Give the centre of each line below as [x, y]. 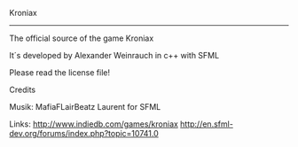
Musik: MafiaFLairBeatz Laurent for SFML [85, 107]
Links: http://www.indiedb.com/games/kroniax [94, 124]
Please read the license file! [60, 73]
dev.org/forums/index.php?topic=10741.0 [84, 133]
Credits [23, 89]
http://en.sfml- [207, 124]
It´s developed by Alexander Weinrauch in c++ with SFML [114, 55]
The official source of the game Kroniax [82, 38]
